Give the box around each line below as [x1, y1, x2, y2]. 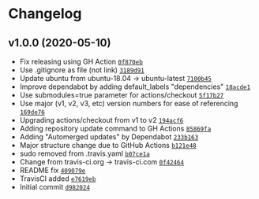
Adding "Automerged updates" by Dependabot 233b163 [19, 132, 199, 142]
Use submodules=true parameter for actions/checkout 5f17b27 [19, 90, 224, 99]
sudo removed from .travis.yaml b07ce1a [19, 149, 150, 158]
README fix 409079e [19, 166, 86, 175]
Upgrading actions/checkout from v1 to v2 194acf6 [19, 116, 184, 124]
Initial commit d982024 [19, 182, 91, 191]
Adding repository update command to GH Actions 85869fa [19, 123, 212, 133]
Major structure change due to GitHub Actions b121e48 [19, 141, 197, 149]
